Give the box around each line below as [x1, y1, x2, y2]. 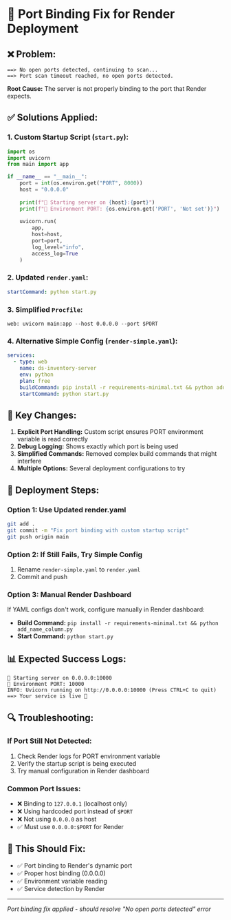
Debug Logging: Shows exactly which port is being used [16, 442, 179, 450]
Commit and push [16, 572, 68, 581]
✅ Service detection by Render [16, 884, 105, 892]
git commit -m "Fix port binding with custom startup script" [7, 527, 189, 534]
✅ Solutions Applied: [7, 112, 98, 123]
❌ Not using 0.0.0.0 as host [16, 815, 97, 823]
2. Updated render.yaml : [7, 273, 89, 282]
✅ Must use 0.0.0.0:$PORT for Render [16, 822, 124, 830]
